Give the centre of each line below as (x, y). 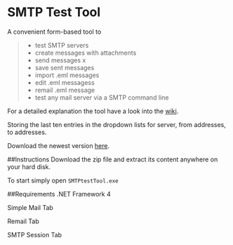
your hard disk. (29, 166)
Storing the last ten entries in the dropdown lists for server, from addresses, (117, 124)
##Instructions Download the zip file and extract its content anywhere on (113, 159)
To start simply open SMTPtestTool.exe (63, 180)
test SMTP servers (62, 45)
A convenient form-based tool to (54, 32)
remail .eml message (65, 90)
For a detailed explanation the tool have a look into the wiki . (93, 111)
